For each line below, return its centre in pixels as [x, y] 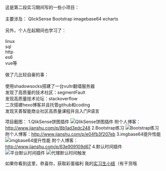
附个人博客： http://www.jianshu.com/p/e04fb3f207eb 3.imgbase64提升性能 [83, 134]
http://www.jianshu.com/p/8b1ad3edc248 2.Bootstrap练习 [65, 128]
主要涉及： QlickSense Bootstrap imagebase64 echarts [62, 19]
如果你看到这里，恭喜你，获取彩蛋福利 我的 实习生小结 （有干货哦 [71, 163]
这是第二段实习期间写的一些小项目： [42, 7]
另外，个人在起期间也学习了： [36, 30]
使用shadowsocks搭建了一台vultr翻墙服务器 [50, 86]
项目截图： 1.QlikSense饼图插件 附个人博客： [73, 122]
